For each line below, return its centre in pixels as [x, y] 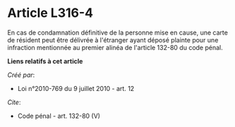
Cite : [14, 102]
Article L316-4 [50, 13]
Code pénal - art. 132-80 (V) [59, 116]
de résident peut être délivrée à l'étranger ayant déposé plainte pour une [113, 40]
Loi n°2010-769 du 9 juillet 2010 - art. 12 [76, 88]
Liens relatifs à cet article [45, 61]
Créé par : [21, 75]
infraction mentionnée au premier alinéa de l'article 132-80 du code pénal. [115, 47]
